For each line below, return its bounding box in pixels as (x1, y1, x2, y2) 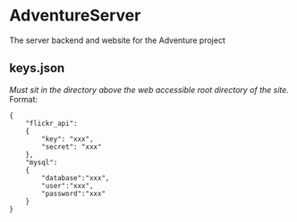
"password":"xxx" (41, 189, 106, 198)
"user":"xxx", (41, 181, 94, 190)
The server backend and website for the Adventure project (9, 35, 225, 45)
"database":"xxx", (41, 173, 110, 183)
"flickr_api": (25, 119, 78, 127)
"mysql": (25, 158, 58, 167)
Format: (9, 94, 38, 104)
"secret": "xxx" (41, 142, 102, 152)
